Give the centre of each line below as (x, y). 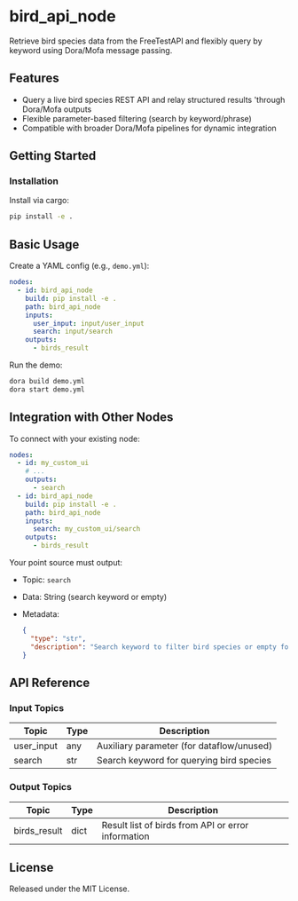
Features (34, 79)
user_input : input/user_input (88, 323)
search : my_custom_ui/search (86, 529)
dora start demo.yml (47, 389)
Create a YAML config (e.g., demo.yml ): (79, 266)
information (125, 836)
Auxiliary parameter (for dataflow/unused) (184, 746)
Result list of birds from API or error (175, 825)
